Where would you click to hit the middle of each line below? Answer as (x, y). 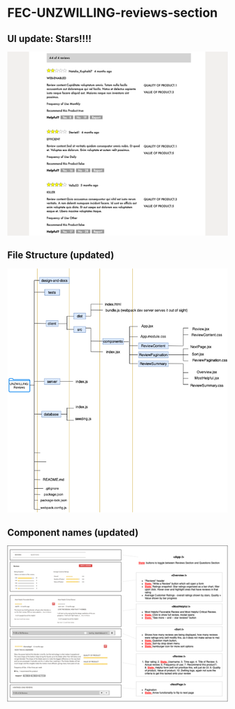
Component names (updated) (73, 532)
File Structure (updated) (61, 256)
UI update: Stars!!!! (50, 39)
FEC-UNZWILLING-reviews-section (113, 13)
